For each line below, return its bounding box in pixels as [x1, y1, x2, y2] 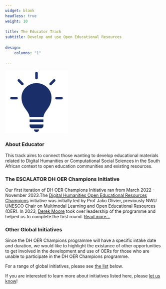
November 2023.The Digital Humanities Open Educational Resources [5, 192, 147, 198]
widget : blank [5, 8, 35, 13]
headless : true [5, 13, 37, 19]
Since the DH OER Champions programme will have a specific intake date [5, 237, 156, 243]
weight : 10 [5, 19, 28, 24]
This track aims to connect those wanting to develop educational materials [5, 152, 158, 158]
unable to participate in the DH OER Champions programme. [5, 253, 129, 259]
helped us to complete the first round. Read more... [5, 214, 110, 220]
